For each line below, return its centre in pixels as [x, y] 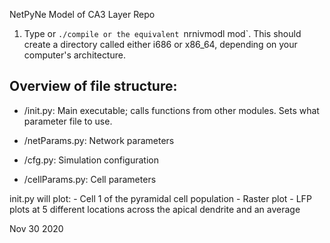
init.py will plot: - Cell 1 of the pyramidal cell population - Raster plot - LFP [160, 198]
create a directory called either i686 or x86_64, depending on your [160, 44]
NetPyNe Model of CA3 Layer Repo [82, 14]
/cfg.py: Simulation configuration [91, 160]
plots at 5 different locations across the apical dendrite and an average [155, 209]
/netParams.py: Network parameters [99, 140]
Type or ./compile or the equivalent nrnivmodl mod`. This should [162, 33]
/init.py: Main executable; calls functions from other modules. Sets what [171, 110]
